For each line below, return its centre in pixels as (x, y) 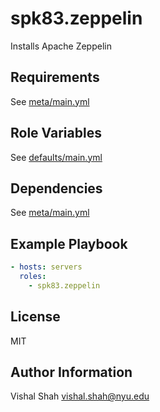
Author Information (71, 372)
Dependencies (56, 188)
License (35, 317)
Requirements (55, 77)
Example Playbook (69, 243)
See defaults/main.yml (56, 157)
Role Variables (56, 133)
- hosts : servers (46, 267)
